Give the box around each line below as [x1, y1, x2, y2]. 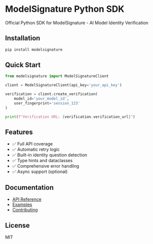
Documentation [5, 183, 54, 192]
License [5, 221, 30, 230]
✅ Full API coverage [12, 141, 53, 147]
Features [5, 128, 33, 136]
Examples [12, 202, 32, 208]
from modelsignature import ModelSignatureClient [5, 74, 109, 79]
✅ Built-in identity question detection [12, 152, 88, 158]
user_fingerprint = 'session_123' [14, 101, 80, 105]
